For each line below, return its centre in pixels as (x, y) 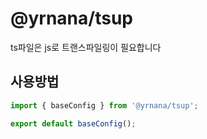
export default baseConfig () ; (73, 123)
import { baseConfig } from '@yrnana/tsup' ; (104, 105)
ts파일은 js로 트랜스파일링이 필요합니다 (86, 47)
